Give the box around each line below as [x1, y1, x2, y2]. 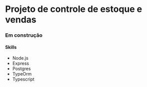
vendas [5, 14, 36, 25]
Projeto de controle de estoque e [5, 3, 143, 15]
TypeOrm [12, 71, 32, 77]
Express [12, 61, 29, 67]
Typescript [12, 76, 35, 83]
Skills [5, 44, 17, 50]
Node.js [12, 55, 29, 61]
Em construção [5, 32, 43, 39]
